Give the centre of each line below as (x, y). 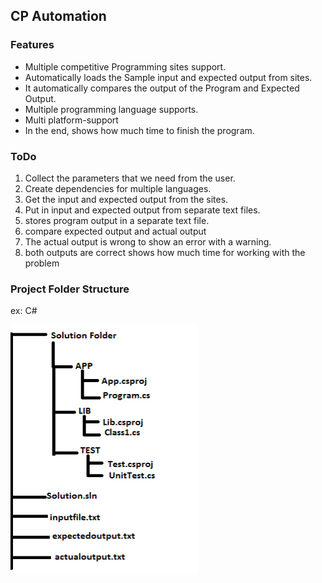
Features (32, 45)
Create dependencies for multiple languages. (118, 188)
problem (42, 263)
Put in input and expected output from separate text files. (142, 210)
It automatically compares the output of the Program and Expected (162, 88)
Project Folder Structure (70, 289)
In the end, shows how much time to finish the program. (139, 130)
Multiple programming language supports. (111, 109)
